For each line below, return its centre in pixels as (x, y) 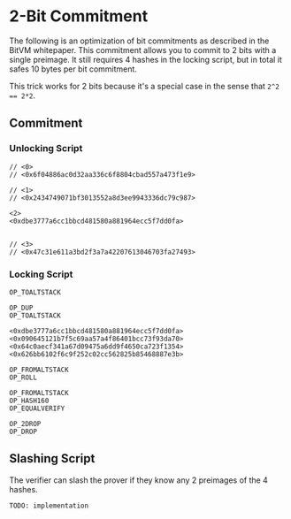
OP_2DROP (25, 424)
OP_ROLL (23, 378)
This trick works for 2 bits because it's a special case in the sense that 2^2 (145, 86)
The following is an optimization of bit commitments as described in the (139, 41)
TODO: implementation (49, 506)
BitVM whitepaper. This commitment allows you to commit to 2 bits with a (143, 50)
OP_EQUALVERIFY (37, 408)
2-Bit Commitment (79, 16)
